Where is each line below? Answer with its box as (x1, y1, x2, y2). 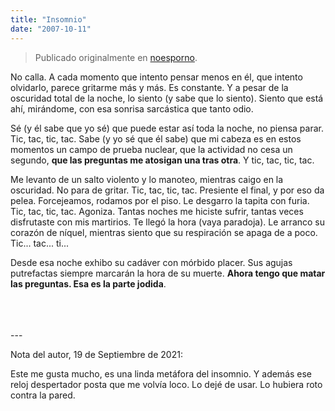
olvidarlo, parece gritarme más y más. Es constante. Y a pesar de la (10, 81, 289, 93)
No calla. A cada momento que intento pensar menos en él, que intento (10, 71, 303, 83)
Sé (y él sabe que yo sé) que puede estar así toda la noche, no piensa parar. (10, 122, 324, 134)
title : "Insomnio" (10, 14, 87, 25)
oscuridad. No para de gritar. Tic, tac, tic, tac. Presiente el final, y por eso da (10, 184, 325, 196)
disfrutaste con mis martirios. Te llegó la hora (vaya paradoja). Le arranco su (10, 216, 326, 228)
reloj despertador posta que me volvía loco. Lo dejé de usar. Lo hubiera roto (10, 378, 323, 390)
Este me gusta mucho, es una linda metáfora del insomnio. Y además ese (10, 367, 313, 380)
